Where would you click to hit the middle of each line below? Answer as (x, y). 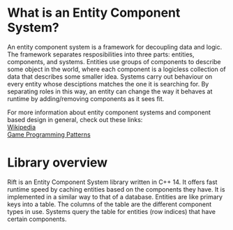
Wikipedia (22, 127)
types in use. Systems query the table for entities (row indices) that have (112, 211)
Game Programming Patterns (49, 135)
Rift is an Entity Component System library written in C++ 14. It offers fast (112, 182)
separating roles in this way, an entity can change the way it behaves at (110, 91)
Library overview (58, 163)
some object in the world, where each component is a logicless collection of (117, 69)
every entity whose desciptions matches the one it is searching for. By (108, 84)
